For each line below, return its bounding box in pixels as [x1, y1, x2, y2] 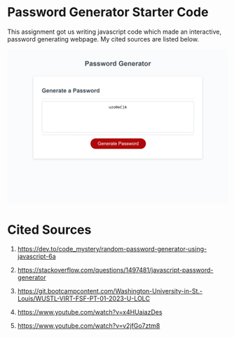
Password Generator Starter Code [7, 4, 209, 20]
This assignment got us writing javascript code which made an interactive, [7, 27, 222, 36]
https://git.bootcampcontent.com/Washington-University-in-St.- [17, 287, 203, 296]
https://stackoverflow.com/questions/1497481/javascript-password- [17, 266, 214, 275]
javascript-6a [17, 252, 56, 260]
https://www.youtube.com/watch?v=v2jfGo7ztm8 [17, 322, 160, 330]
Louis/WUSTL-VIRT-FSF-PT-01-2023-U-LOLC [17, 294, 151, 303]
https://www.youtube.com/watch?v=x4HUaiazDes [17, 308, 163, 317]
